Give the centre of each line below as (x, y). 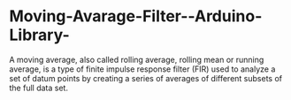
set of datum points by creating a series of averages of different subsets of (146, 78)
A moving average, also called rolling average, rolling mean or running (137, 59)
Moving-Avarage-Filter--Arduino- (136, 16)
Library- (40, 35)
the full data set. (39, 88)
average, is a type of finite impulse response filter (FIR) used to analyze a (142, 69)
